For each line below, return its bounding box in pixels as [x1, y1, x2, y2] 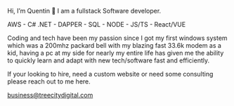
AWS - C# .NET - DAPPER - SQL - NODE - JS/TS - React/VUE [7, 20, 186, 28]
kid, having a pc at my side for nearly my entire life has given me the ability [7, 49, 224, 57]
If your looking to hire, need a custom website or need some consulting [7, 70, 214, 78]
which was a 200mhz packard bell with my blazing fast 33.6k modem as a [7, 41, 221, 49]
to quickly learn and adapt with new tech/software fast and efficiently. [7, 56, 210, 65]
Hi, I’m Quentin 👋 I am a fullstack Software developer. [7, 7, 162, 15]
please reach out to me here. [7, 77, 91, 86]
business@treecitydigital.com [7, 91, 93, 99]
